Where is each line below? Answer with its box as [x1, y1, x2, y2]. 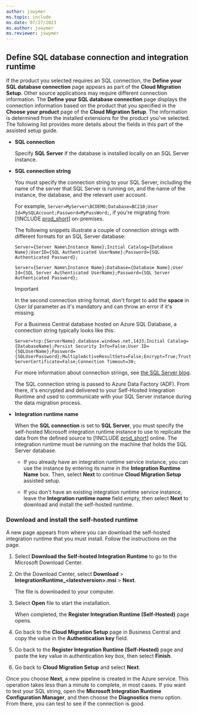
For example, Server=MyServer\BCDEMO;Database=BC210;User [14, 202, 159, 209]
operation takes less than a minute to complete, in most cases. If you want [6, 681, 186, 688]
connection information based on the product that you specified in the [6, 102, 176, 109]
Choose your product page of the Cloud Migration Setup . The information [6, 108, 188, 115]
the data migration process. [14, 399, 82, 406]
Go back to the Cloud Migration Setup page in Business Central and [14, 628, 181, 635]
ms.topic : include [6, 14, 51, 20]
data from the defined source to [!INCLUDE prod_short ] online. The [14, 434, 178, 441]
